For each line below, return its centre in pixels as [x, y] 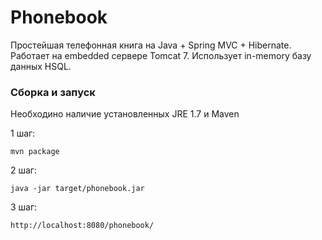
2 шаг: [23, 170]
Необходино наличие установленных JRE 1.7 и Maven [125, 114]
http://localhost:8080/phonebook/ [82, 226]
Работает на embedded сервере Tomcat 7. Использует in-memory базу [161, 55]
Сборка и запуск [53, 92]
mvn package [35, 152]
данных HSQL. [41, 66]
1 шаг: [23, 133]
